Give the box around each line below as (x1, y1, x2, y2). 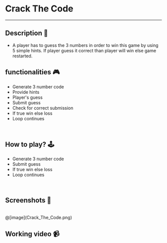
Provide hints (12, 89, 40, 95)
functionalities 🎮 (5, 68, 60, 76)
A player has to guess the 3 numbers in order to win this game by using (12, 42, 159, 48)
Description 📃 (5, 29, 48, 37)
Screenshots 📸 (5, 196, 52, 205)
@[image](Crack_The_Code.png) (5, 215, 72, 221)
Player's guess (12, 94, 43, 100)
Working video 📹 (5, 230, 60, 238)
